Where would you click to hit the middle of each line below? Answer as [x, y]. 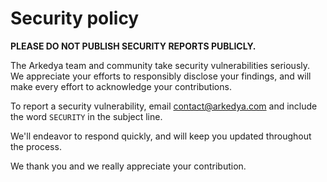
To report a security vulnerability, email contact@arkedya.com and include [164, 106]
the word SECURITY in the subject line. [86, 116]
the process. [36, 146]
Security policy [75, 18]
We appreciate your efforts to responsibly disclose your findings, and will [161, 76]
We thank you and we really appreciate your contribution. [128, 166]
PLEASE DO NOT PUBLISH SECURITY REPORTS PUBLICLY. [133, 46]
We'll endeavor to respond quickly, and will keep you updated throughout [161, 136]
